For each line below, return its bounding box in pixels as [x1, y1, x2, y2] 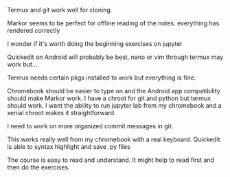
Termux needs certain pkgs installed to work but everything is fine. [7, 73, 196, 82]
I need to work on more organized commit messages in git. [7, 122, 174, 130]
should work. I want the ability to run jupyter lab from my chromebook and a [7, 102, 222, 109]
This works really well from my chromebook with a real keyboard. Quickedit [7, 135, 221, 143]
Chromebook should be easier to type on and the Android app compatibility [7, 87, 221, 95]
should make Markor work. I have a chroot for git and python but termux [7, 94, 211, 102]
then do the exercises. [7, 163, 70, 171]
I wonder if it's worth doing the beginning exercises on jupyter [7, 40, 183, 47]
